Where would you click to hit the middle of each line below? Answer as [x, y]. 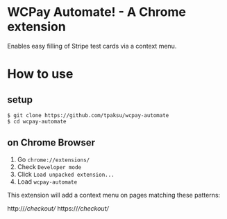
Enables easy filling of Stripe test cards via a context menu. [92, 46]
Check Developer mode [49, 166]
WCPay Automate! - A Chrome [96, 12]
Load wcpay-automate [47, 182]
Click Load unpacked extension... [66, 174]
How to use [40, 74]
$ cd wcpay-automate [37, 121]
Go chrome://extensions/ [53, 159]
